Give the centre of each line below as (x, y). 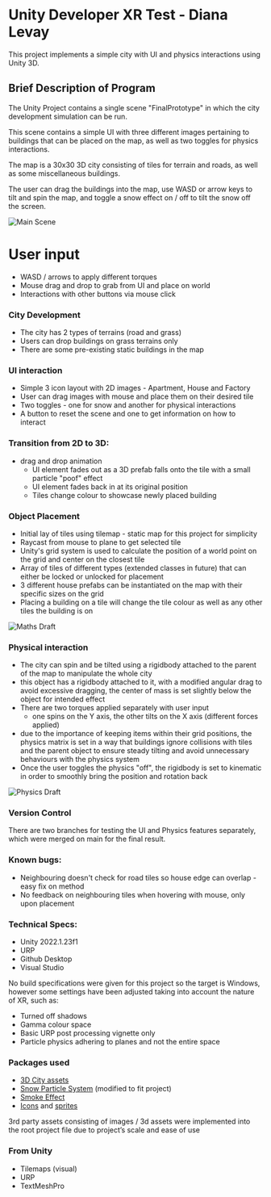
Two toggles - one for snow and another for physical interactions (128, 405)
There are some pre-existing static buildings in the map (112, 349)
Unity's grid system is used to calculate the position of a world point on (138, 550)
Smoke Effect (42, 1097)
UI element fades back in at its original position (110, 487)
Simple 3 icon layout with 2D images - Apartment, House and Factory (135, 388)
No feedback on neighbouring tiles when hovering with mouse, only (133, 894)
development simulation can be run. (68, 116)
